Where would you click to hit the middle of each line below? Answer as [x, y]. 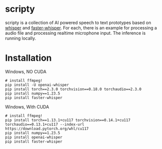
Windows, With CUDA [27, 107]
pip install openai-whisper [34, 137]
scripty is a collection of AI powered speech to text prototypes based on [78, 23]
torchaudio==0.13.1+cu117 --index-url [45, 124]
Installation [28, 58]
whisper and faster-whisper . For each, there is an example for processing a [81, 27]
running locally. [21, 38]
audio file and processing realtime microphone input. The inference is [75, 33]
